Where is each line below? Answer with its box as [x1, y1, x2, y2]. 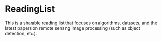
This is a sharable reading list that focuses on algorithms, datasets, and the [5, 20, 158, 26]
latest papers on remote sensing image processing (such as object [5, 25, 140, 31]
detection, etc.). [5, 30, 37, 36]
